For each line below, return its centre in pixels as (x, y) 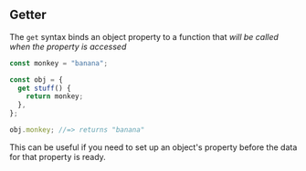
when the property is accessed (68, 46)
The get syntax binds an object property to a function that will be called (144, 36)
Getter (28, 15)
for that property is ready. (58, 156)
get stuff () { (44, 88)
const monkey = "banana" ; (58, 63)
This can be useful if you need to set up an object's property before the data (153, 147)
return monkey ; (55, 96)
